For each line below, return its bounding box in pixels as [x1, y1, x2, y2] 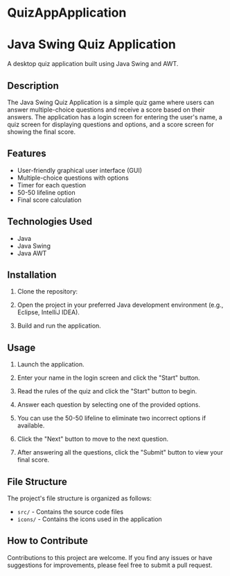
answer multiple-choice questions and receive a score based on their [7, 105, 206, 114]
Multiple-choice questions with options [17, 173, 130, 182]
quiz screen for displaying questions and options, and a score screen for [7, 120, 214, 128]
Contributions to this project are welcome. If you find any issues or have [7, 553, 213, 561]
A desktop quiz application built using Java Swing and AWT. [7, 60, 179, 68]
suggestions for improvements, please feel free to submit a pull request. [7, 561, 213, 569]
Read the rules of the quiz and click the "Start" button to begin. [17, 387, 197, 396]
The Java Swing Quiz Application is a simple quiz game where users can [7, 98, 215, 106]
